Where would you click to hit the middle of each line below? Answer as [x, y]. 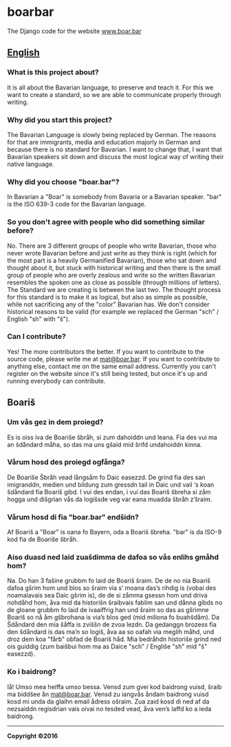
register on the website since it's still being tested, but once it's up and [107, 373]
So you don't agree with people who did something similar [106, 222]
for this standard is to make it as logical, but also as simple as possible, [108, 297]
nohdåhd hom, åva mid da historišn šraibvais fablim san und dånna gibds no [115, 602]
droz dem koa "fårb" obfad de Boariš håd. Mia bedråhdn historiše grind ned [114, 639]
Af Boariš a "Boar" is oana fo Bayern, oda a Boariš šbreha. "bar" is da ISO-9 [114, 532]
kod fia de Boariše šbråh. [43, 539]
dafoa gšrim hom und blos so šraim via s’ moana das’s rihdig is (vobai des [112, 588]
